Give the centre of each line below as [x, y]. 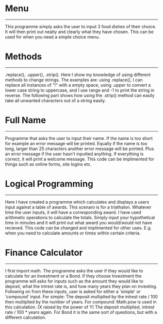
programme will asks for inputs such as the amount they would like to [74, 281]
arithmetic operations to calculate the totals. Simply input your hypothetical [80, 217]
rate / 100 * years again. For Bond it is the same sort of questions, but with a [81, 312]
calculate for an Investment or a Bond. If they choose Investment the [73, 276]
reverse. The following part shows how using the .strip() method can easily [80, 95]
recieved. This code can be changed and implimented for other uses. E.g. [78, 228]
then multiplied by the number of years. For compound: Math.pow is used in [81, 302]
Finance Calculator [44, 253]
